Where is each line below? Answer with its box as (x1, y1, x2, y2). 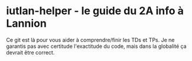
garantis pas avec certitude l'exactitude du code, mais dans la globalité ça (6, 43, 187, 50)
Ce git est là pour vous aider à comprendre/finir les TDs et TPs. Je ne (6, 36, 175, 43)
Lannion (6, 17, 47, 30)
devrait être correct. (6, 49, 55, 56)
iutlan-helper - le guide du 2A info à (6, 4, 184, 18)
